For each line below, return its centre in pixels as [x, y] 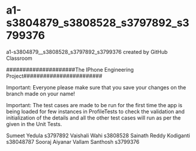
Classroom [19, 58]
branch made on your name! [41, 94]
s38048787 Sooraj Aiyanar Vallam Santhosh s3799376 [73, 142]
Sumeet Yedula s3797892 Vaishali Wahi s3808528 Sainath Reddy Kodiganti [98, 135]
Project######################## [54, 76]
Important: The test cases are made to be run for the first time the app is [94, 105]
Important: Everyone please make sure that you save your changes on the [96, 87]
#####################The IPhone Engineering [70, 69]
